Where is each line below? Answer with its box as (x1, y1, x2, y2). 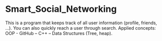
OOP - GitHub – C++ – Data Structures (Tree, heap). (5, 30, 113, 36)
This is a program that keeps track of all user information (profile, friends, (5, 20, 157, 26)
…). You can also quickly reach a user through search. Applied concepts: (5, 25, 156, 31)
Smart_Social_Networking (5, 3, 117, 15)
